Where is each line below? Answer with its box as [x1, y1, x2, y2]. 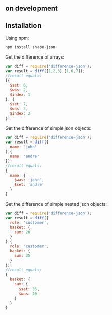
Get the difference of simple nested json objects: [5, 201, 107, 207]
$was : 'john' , [14, 178, 44, 183]
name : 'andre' [10, 154, 40, 159]
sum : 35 [14, 253, 30, 259]
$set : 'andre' [14, 182, 44, 187]
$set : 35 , [18, 286, 40, 292]
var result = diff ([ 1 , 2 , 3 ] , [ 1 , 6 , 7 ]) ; [5, 68, 85, 73]
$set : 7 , [10, 102, 28, 107]
